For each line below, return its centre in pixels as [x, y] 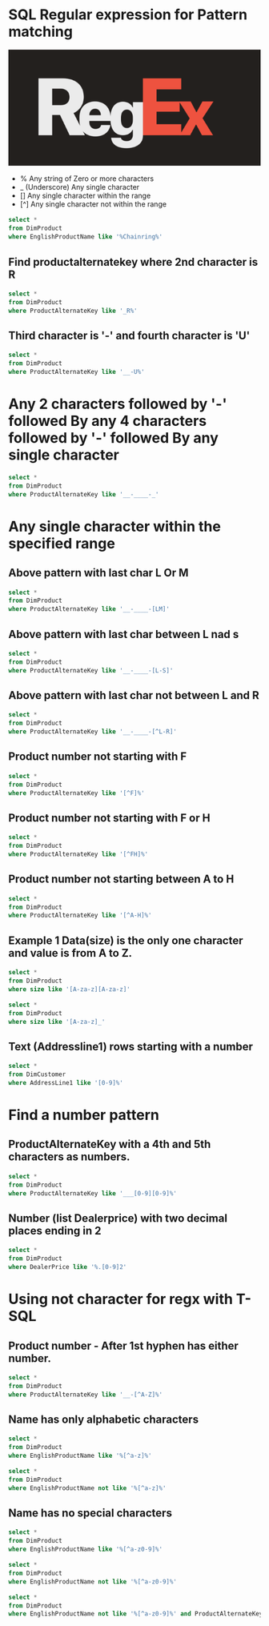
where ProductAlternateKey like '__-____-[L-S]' [91, 670]
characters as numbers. [69, 1157]
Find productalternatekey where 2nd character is [133, 262]
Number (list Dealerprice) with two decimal [118, 1218]
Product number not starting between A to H [121, 879]
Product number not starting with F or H [109, 818]
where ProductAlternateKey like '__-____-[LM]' [89, 609]
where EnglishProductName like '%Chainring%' [85, 237]
